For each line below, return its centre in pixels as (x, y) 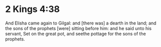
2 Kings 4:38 (32, 9)
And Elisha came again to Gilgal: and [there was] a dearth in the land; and (81, 23)
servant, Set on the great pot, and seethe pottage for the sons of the (75, 33)
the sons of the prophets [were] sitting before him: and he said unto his (78, 28)
